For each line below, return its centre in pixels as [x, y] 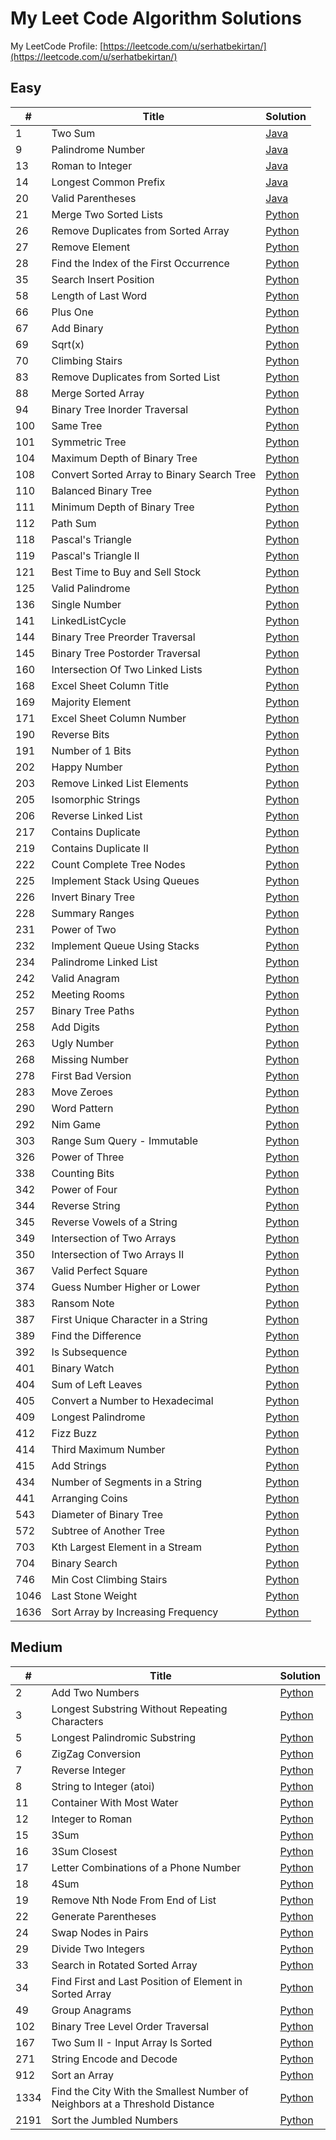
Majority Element [91, 702]
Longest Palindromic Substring [124, 1737]
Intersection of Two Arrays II [118, 1254]
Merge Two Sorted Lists [107, 214]
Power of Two [84, 929]
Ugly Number [83, 1043]
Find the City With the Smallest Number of [150, 2091]
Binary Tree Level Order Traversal [130, 2026]
